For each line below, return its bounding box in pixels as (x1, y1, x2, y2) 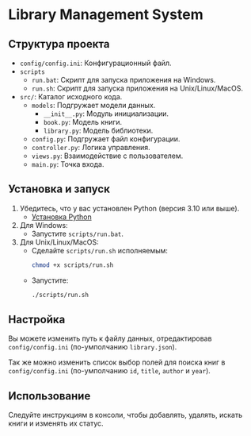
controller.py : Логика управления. (31, 143, 150, 152)
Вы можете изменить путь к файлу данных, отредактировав (8, 334, 212, 343)
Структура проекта (8, 37, 110, 51)
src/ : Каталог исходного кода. (19, 92, 123, 101)
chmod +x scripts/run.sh (31, 260, 114, 269)
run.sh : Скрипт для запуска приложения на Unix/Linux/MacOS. (31, 83, 244, 93)
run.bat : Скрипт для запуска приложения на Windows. (31, 75, 216, 84)
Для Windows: (19, 220, 69, 230)
